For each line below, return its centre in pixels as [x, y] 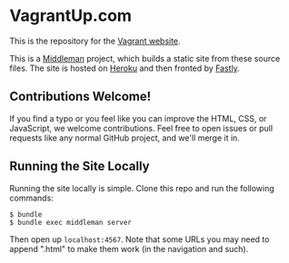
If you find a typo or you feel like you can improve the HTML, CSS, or [138, 118]
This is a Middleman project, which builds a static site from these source [145, 58]
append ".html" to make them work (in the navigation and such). [129, 248]
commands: [32, 198]
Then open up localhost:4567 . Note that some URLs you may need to [140, 239]
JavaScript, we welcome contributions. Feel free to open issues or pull [141, 128]
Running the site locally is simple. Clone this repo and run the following [142, 188]
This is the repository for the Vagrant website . [95, 41]
